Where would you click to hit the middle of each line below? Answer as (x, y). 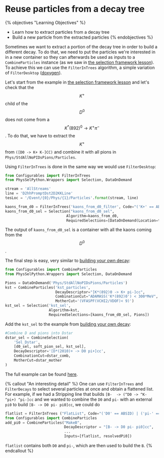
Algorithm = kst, (64, 310)
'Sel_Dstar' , (27, 342)
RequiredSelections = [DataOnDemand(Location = (112, 220)
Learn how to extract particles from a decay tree (61, 32)
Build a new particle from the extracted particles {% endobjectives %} (82, 37)
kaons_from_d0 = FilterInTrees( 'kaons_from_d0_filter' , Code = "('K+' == (79, 206)
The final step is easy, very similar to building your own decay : (68, 261)
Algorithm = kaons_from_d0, (92, 216)
